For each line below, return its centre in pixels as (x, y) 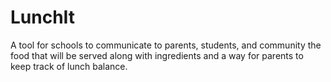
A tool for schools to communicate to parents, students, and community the (166, 45)
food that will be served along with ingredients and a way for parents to (157, 55)
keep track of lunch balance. (69, 66)
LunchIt (43, 17)
